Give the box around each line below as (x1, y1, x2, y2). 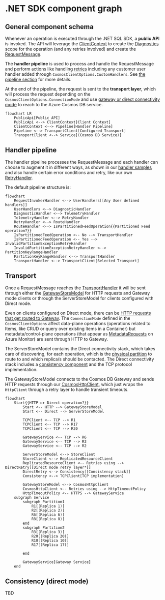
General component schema (5, 23, 94, 31)
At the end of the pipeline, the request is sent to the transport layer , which (5, 86, 156, 91)
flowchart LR (5, 111, 32, 116)
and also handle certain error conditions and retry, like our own (5, 169, 133, 175)
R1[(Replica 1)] (31, 504, 65, 509)
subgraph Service (14, 495, 50, 500)
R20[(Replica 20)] (31, 534, 69, 539)
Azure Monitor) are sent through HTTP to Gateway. (5, 336, 108, 342)
